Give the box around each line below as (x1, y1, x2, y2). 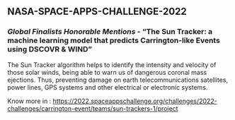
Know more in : (7, 97, 52, 105)
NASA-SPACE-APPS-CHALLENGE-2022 (7, 6, 188, 18)
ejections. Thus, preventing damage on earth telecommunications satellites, (7, 76, 229, 84)
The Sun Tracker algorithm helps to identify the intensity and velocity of (7, 60, 217, 69)
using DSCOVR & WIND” (7, 44, 93, 54)
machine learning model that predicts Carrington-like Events (7, 35, 221, 45)
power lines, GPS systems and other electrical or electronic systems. (7, 83, 208, 91)
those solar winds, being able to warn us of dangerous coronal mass (7, 68, 207, 76)
